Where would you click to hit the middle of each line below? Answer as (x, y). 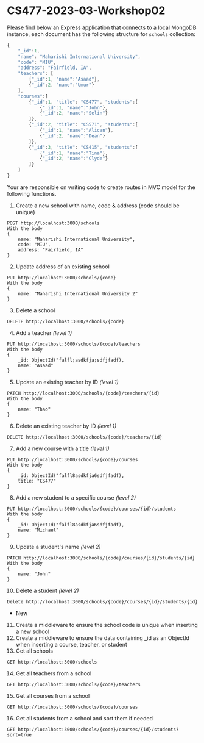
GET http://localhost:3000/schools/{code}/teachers (74, 684)
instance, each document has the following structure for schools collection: (101, 34)
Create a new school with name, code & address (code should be (98, 206)
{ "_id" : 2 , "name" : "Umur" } (62, 85)
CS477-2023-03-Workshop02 (86, 11)
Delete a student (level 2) (47, 590)
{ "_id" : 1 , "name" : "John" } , (74, 107)
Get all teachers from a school (54, 673)
